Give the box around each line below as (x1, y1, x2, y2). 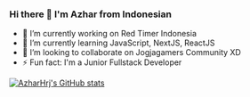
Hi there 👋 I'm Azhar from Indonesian (9, 8, 172, 20)
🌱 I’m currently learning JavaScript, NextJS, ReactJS (21, 37, 215, 48)
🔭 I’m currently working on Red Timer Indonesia (21, 28, 198, 39)
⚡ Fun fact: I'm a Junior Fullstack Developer (21, 57, 182, 68)
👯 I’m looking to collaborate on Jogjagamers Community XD (21, 47, 242, 58)
